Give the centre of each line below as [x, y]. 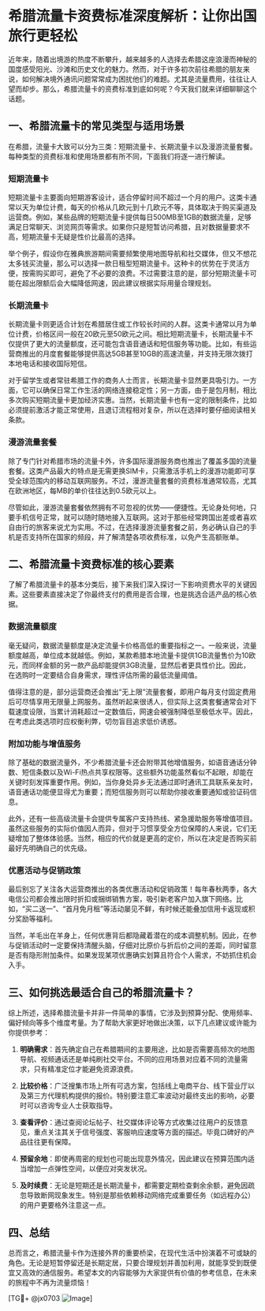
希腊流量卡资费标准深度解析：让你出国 [133, 16]
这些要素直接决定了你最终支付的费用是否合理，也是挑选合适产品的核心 [136, 594]
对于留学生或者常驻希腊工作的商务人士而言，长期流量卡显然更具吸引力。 [125, 380]
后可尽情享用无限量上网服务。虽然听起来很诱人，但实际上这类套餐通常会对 [129, 701]
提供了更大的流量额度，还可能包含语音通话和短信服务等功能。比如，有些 [132, 344]
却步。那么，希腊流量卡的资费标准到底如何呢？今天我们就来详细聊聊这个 [139, 88]
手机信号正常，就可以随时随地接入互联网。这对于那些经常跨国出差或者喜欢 [136, 517]
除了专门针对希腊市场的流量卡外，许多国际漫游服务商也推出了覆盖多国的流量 [132, 461]
